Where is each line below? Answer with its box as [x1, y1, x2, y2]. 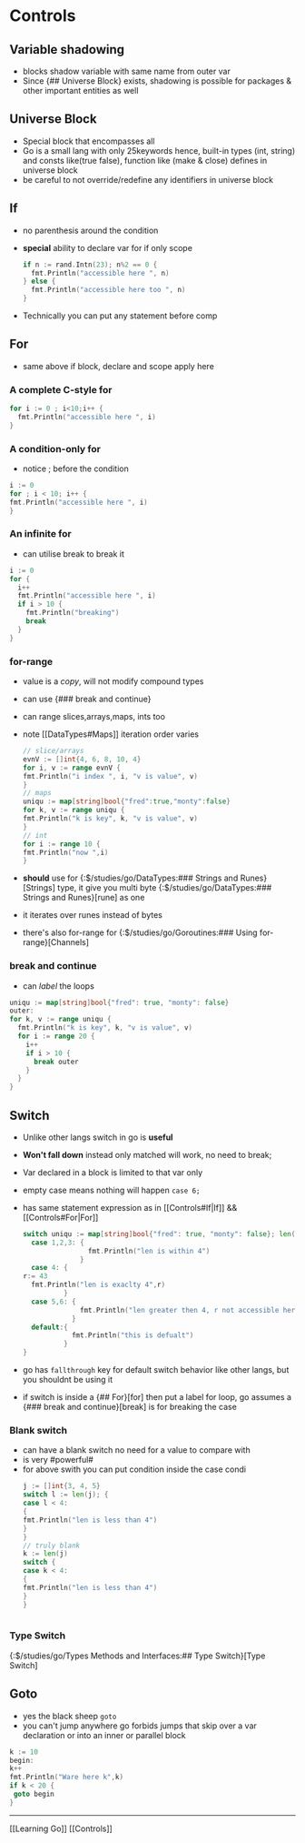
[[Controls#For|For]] [22, 1212, 99, 1223]
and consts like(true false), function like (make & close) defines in [22, 155, 268, 166]
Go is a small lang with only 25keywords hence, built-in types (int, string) [22, 145, 296, 156]
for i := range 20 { [17, 1032, 95, 1042]
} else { [22, 277, 56, 287]
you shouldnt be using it [22, 1375, 113, 1385]
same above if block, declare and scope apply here [22, 360, 215, 371]
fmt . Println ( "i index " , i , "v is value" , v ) [22, 771, 198, 781]
